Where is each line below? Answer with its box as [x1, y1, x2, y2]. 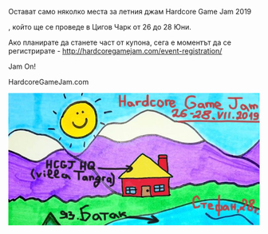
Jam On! [8, 61, 37, 71]
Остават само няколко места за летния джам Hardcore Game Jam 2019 [8, 7, 252, 16]
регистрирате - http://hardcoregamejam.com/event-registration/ [8, 46, 223, 55]
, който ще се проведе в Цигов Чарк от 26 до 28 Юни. [8, 22, 191, 31]
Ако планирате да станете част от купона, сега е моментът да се [8, 38, 231, 47]
